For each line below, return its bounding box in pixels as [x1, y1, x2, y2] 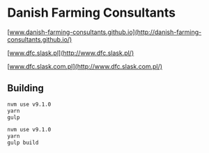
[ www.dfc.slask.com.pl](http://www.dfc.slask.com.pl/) [7, 62, 162, 70]
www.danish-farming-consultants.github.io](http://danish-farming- [9, 28, 202, 36]
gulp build [7, 139, 39, 147]
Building [7, 82, 44, 95]
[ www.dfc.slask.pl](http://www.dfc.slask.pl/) [7, 49, 134, 57]
